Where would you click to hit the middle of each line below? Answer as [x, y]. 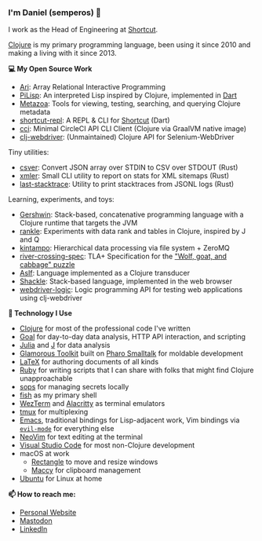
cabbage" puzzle [47, 265]
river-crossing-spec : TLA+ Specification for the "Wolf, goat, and [123, 256]
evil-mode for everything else [67, 429]
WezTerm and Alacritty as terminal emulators [92, 404]
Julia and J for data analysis [65, 345]
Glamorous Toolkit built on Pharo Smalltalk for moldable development [131, 353]
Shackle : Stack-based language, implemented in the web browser [126, 281]
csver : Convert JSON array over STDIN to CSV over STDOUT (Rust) [129, 167]
